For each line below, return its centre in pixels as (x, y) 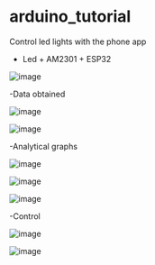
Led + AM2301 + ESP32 (67, 59)
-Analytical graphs (44, 146)
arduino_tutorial (70, 17)
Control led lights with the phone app (78, 41)
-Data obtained (37, 94)
